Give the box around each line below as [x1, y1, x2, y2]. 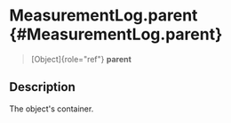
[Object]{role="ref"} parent [30, 53, 131, 64]
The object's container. [9, 103, 94, 114]
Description [9, 79, 76, 94]
